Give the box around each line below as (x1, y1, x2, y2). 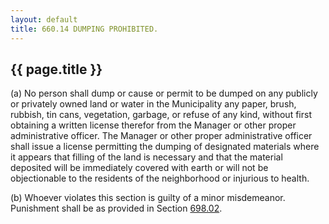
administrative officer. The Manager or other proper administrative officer (10, 130, 313, 142)
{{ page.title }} (10, 61, 103, 78)
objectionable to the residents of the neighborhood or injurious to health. (10, 172, 310, 185)
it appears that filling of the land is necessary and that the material (10, 151, 283, 163)
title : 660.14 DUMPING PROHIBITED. (10, 24, 159, 34)
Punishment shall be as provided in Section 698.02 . (10, 202, 223, 215)
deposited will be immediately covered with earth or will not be (10, 162, 269, 174)
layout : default (10, 14, 78, 25)
